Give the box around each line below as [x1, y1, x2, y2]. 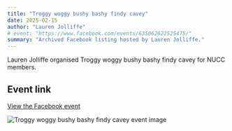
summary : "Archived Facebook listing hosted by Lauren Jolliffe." [7, 36, 205, 43]
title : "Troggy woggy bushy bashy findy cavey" [7, 10, 149, 18]
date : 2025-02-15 [7, 17, 58, 24]
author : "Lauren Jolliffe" [7, 23, 86, 30]
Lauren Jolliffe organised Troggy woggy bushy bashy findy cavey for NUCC [7, 55, 226, 64]
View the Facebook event [7, 102, 80, 110]
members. [7, 63, 37, 71]
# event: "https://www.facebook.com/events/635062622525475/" [7, 29, 192, 37]
